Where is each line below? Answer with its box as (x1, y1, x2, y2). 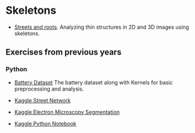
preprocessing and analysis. (14, 85, 84, 92)
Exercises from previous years (5, 47, 122, 58)
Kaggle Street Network (14, 96, 71, 104)
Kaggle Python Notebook (14, 120, 77, 127)
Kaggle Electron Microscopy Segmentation (14, 108, 120, 116)
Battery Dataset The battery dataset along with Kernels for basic (14, 78, 173, 86)
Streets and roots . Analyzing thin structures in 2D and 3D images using (14, 23, 190, 31)
